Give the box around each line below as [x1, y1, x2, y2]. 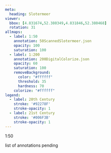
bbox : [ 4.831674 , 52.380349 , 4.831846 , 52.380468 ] [9, 20, 107, 26]
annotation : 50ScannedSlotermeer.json [14, 39, 92, 44]
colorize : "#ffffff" [14, 88, 55, 93]
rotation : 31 [9, 25, 36, 30]
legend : [5, 92, 21, 97]
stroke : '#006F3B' [14, 115, 51, 120]
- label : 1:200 [9, 52, 40, 57]
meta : [5, 7, 16, 12]
